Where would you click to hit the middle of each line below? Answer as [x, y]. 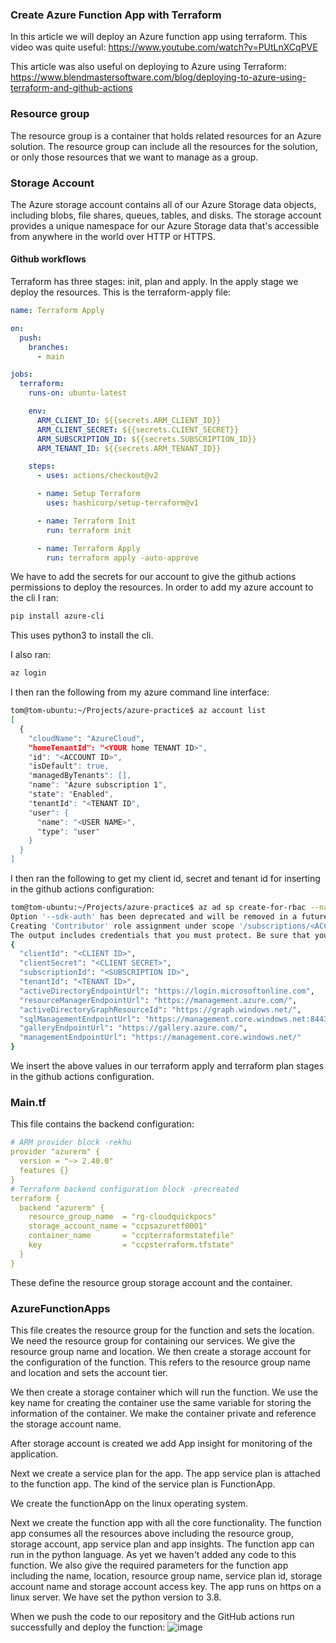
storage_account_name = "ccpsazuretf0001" [118, 1226]
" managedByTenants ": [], [80, 776]
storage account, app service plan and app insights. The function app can [162, 1544]
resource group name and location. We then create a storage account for [161, 1351]
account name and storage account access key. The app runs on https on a [166, 1586]
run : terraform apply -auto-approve [122, 558]
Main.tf [28, 1103]
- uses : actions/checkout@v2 [97, 476]
